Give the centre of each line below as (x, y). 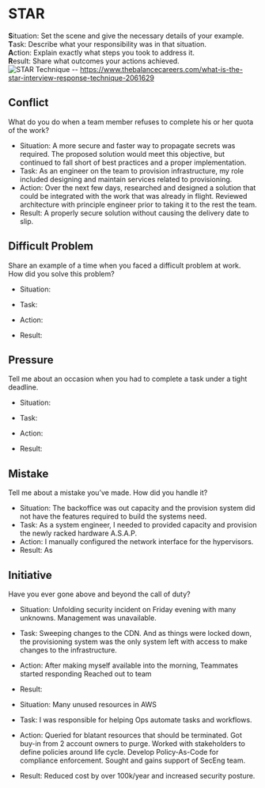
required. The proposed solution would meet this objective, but (122, 154)
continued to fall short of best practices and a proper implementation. (133, 162)
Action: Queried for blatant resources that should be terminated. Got (131, 735)
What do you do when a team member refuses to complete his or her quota (131, 122)
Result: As (36, 550)
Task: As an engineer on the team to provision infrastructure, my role (131, 170)
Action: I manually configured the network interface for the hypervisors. (136, 542)
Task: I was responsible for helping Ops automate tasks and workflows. (136, 720)
